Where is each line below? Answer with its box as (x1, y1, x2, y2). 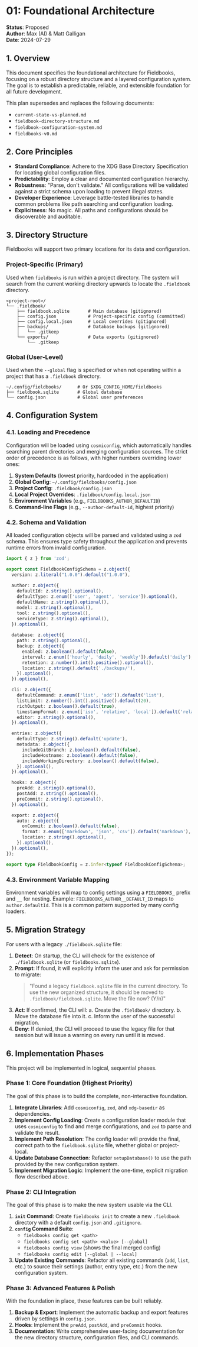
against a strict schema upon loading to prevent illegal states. (14, 187, 164, 195)
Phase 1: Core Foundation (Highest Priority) (6, 1079, 133, 1087)
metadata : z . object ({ (16, 742, 70, 747)
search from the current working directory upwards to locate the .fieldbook (6, 280, 190, 287)
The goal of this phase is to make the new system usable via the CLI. (6, 1202, 173, 1209)
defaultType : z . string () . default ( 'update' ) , (16, 736, 128, 742)
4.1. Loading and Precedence (6, 428, 90, 436)
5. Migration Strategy (6, 925, 86, 935)
